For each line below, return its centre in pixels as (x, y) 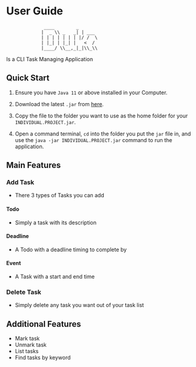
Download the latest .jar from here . (59, 104)
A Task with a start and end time (55, 276)
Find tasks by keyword (43, 357)
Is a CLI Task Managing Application (50, 59)
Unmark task (31, 345)
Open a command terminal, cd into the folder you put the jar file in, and (103, 134)
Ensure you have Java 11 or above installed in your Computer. (91, 92)
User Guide (35, 11)
